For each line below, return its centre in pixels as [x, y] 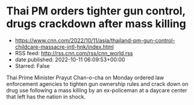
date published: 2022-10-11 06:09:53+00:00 [70, 59]
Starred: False [32, 66]
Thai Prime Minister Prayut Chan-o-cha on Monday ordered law [85, 77]
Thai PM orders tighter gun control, [96, 11]
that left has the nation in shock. [46, 97]
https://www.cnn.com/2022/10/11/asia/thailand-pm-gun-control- [95, 40]
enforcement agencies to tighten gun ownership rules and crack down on [97, 84]
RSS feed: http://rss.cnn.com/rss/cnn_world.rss [74, 53]
